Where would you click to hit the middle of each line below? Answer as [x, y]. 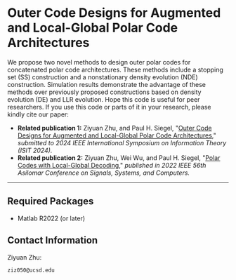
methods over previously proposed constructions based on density [104, 92]
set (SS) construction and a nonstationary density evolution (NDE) [103, 77]
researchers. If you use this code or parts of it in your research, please [109, 107]
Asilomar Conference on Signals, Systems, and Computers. [104, 173]
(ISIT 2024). [35, 150]
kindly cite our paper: [38, 114]
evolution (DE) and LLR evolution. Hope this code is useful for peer [104, 99]
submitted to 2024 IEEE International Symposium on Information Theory [122, 142]
